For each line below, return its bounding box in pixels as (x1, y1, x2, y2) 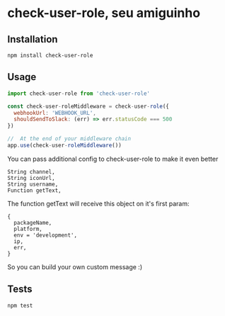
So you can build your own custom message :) (7, 262, 143, 271)
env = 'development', (13, 232, 78, 239)
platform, (13, 225, 42, 232)
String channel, (7, 168, 55, 175)
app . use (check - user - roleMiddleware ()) (7, 142, 122, 149)
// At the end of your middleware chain (7, 135, 132, 142)
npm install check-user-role (7, 52, 93, 59)
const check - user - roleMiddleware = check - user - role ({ (7, 103, 170, 110)
